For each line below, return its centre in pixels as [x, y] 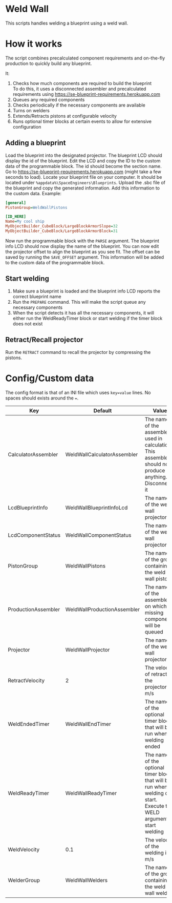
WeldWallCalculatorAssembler [102, 454]
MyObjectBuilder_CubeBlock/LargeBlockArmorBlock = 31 [61, 231]
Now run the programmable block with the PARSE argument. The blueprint [82, 241]
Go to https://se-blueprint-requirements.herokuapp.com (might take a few [83, 172]
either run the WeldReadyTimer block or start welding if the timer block [88, 318]
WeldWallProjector [88, 649]
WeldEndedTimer [29, 724]
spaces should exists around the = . [42, 398]
